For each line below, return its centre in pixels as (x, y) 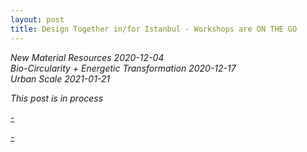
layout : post (37, 19)
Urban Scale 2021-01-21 (60, 78)
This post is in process (57, 98)
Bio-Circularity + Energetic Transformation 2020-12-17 (123, 68)
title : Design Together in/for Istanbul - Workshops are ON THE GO (154, 29)
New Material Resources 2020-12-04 (87, 57)
